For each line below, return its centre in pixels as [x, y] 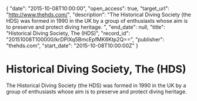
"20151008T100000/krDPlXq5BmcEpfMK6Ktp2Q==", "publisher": [85, 39]
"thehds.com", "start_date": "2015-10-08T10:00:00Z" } [72, 46]
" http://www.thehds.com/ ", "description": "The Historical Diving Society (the [98, 15]
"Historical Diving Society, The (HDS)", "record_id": [68, 33]
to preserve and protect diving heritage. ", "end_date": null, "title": [86, 27]
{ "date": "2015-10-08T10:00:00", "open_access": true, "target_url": [88, 8]
